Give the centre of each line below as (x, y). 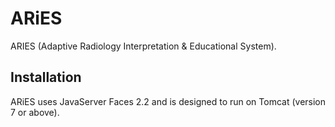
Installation (46, 77)
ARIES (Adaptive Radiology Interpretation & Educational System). (143, 46)
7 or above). (35, 112)
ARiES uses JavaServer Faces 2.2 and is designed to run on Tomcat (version (168, 101)
